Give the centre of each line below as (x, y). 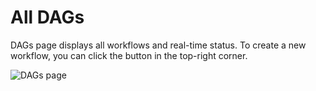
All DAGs (47, 17)
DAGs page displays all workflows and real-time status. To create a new (158, 45)
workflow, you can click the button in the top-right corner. (129, 55)
